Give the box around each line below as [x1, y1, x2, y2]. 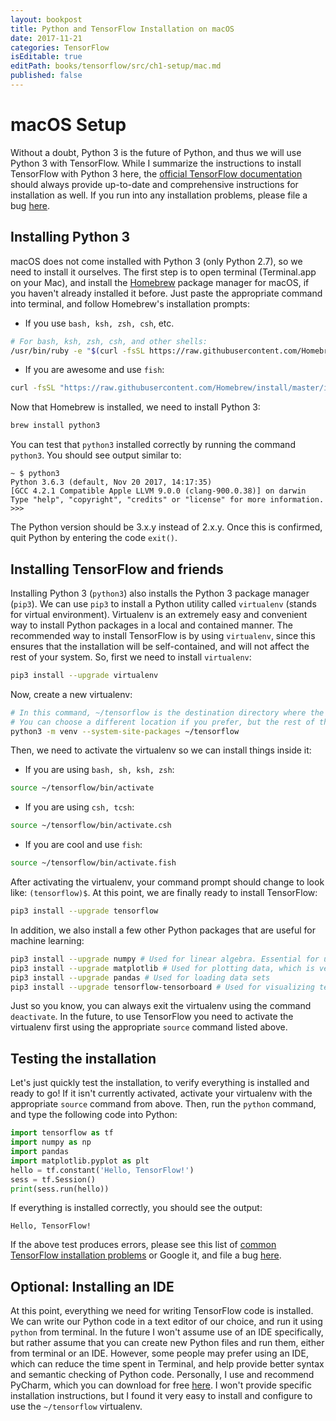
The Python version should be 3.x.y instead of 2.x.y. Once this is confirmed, [10, 521, 323, 533]
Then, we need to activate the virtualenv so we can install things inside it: [10, 744, 312, 756]
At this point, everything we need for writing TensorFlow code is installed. [10, 1305, 314, 1317]
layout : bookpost [10, 14, 83, 25]
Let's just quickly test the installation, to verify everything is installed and [10, 1077, 310, 1089]
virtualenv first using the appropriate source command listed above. [10, 1021, 288, 1033]
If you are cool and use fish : [24, 839, 143, 851]
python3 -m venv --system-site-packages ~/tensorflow [10, 726, 240, 736]
